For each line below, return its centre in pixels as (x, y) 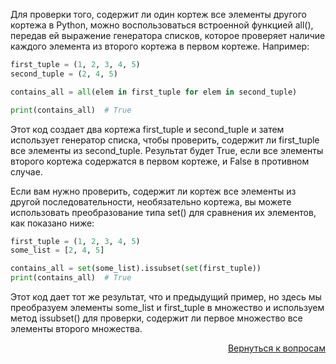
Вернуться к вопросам (276, 348)
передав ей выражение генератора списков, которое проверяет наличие (168, 35)
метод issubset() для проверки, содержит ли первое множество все (156, 318)
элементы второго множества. (76, 328)
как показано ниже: (52, 223)
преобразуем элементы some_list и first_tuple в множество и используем (167, 307)
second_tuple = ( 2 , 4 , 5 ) (64, 74)
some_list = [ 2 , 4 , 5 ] (57, 250)
